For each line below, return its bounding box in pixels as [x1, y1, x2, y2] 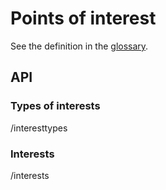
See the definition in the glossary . [10, 40, 149, 52]
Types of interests [10, 99, 101, 113]
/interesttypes [10, 122, 68, 134]
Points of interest [10, 7, 157, 30]
